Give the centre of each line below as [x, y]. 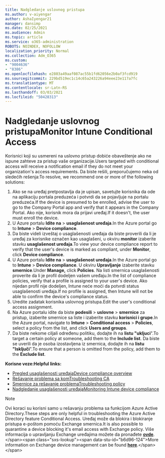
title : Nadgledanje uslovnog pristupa [45, 10]
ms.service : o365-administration [39, 42]
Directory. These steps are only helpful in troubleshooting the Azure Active [80, 414]
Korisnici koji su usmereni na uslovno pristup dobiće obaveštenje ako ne [78, 156]
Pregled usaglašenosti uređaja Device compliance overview [72, 374]
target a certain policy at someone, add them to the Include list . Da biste [86, 339]
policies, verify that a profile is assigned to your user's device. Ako [80, 281]
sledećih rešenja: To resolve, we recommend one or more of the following [79, 177]
